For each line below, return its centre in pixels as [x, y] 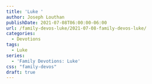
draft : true [21, 72]
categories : [21, 34]
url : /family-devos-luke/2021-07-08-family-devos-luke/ [76, 28]
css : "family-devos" [32, 67]
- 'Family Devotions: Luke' [46, 61]
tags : [13, 45]
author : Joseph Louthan [35, 17]
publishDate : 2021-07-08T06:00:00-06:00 [57, 22]
